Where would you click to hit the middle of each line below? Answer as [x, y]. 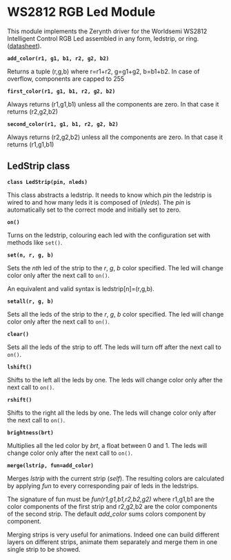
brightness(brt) [30, 433]
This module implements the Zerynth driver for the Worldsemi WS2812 [107, 31]
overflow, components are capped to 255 [66, 78]
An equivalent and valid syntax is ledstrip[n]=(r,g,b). [81, 288]
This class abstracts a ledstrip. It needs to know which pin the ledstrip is [110, 195]
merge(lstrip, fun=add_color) [51, 465]
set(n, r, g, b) [30, 255]
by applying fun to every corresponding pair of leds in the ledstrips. [103, 485]
